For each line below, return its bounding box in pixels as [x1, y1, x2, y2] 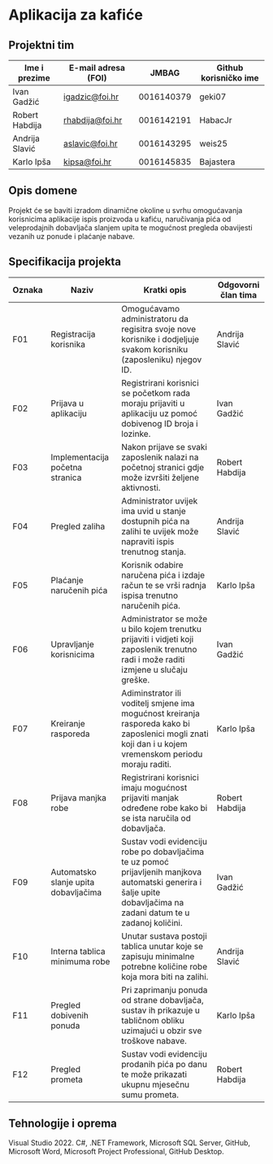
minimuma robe [50, 956, 110, 967]
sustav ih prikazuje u [121, 1005, 201, 1016]
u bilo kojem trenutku [121, 623, 201, 634]
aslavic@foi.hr [63, 138, 118, 149]
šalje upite [121, 887, 161, 898]
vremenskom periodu [121, 748, 203, 760]
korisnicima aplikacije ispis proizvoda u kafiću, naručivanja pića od [8, 214, 232, 224]
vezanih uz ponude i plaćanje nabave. [8, 231, 136, 241]
